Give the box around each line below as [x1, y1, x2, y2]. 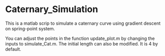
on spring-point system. [5, 25, 56, 31]
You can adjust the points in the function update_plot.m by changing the [5, 35, 155, 41]
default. [5, 46, 22, 52]
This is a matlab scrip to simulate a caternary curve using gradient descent [5, 20, 161, 26]
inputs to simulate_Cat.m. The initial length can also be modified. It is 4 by [5, 40, 158, 46]
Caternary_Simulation [5, 4, 98, 15]
